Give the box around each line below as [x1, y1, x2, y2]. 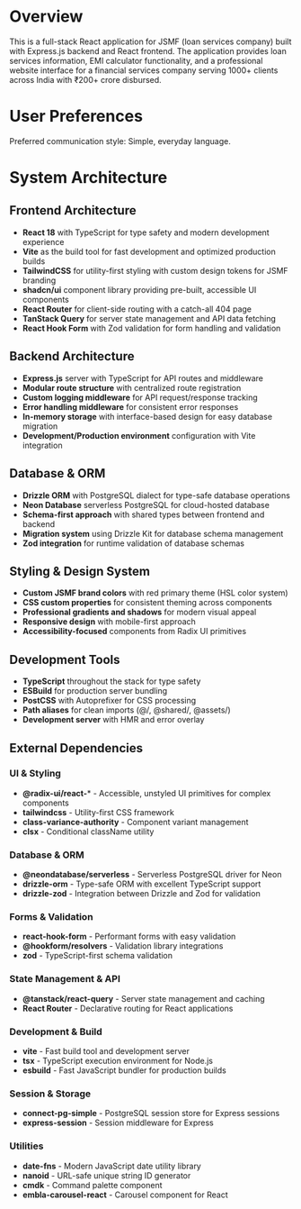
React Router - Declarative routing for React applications [22, 1003, 234, 1014]
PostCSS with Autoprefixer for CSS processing [22, 695, 197, 706]
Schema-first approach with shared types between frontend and [22, 509, 265, 520]
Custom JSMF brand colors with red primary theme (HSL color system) [22, 587, 289, 598]
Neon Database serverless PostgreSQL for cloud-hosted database [22, 499, 270, 510]
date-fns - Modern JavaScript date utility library [22, 1160, 202, 1171]
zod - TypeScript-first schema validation [22, 950, 173, 961]
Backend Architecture [9, 349, 135, 364]
